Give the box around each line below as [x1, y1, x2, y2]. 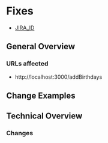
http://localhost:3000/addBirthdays [14, 73, 103, 81]
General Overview [6, 41, 76, 52]
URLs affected [6, 59, 49, 68]
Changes [6, 129, 34, 138]
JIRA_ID [14, 24, 35, 31]
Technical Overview [6, 111, 83, 121]
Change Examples [6, 91, 76, 101]
